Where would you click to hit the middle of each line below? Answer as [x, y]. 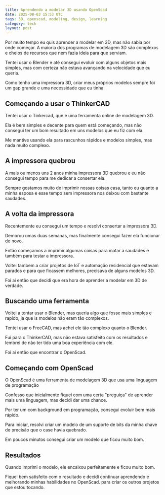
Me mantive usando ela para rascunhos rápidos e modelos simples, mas [79, 140]
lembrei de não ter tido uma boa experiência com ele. [59, 343]
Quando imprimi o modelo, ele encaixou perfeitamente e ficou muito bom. [80, 467]
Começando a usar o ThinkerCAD [58, 104]
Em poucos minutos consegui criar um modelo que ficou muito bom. [75, 439]
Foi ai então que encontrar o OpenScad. [46, 353]
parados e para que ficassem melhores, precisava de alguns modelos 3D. [80, 271]
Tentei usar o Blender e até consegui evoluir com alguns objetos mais [76, 63]
